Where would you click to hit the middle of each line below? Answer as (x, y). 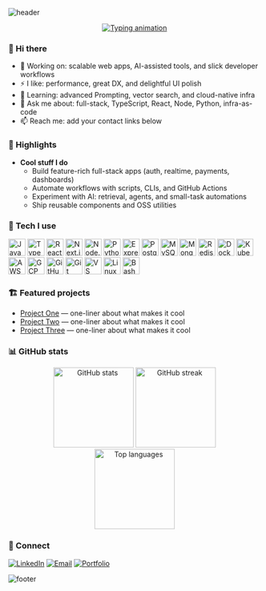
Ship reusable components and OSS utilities (104, 205)
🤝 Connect (29, 546)
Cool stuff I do (44, 162)
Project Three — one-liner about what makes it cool (105, 330)
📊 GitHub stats (38, 352)
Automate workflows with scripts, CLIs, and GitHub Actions (129, 187)
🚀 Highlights (33, 145)
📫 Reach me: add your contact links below (91, 121)
